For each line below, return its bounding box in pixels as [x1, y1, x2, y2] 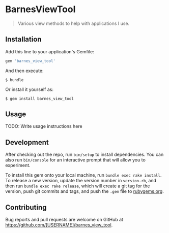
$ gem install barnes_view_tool [5, 96, 74, 101]
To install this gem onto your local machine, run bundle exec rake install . [5, 172, 162, 178]
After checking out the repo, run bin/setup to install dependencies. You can [5, 151, 164, 158]
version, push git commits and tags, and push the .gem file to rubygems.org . [5, 188, 164, 194]
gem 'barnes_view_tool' [5, 58, 56, 63]
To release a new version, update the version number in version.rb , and [5, 178, 157, 184]
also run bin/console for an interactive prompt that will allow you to [5, 157, 146, 163]
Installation [5, 35, 42, 44]
